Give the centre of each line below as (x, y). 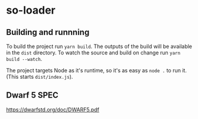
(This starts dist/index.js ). (40, 77)
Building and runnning (48, 32)
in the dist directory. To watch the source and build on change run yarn (93, 53)
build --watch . (24, 59)
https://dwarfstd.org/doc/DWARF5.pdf (53, 110)
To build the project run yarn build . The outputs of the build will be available (99, 46)
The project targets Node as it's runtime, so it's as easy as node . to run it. (97, 70)
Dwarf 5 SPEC (33, 95)
